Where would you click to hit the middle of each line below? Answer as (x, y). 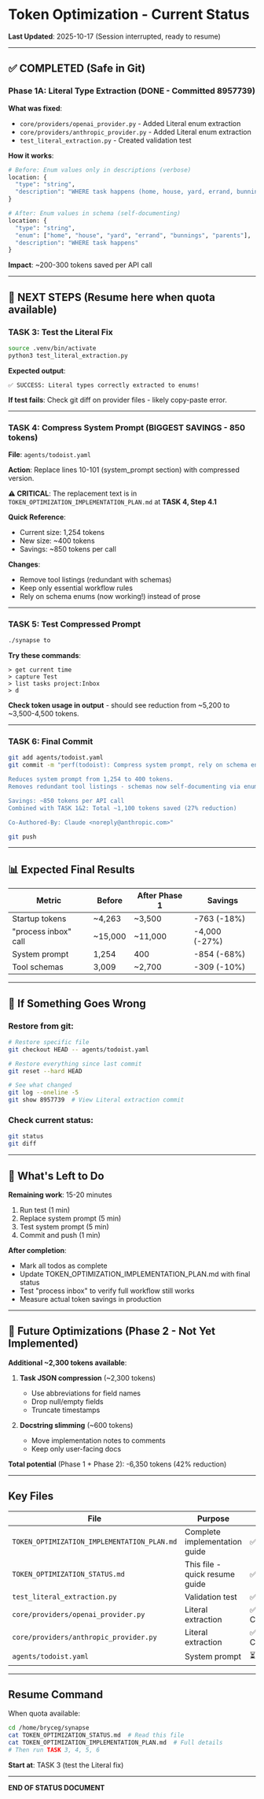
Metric (49, 901)
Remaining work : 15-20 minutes (60, 1195)
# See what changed (40, 1085)
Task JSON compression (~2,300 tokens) (87, 1377)
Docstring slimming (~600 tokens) (76, 1425)
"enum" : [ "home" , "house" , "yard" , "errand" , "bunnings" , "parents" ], (133, 235)
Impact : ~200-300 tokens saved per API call (80, 265)
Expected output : (37, 370)
